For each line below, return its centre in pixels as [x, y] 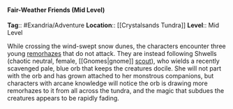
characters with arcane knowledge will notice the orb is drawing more [107, 83]
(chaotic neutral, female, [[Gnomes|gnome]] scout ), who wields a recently [113, 61]
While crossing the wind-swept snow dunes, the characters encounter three [116, 46]
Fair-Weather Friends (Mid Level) [56, 10]
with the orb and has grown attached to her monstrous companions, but [111, 76]
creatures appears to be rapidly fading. [63, 99]
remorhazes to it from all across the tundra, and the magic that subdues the [116, 91]
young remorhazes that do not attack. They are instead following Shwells [112, 54]
